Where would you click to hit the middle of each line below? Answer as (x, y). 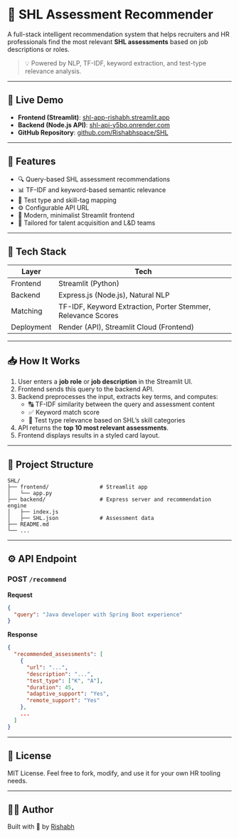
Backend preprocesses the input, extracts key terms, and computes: (118, 397)
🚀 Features (32, 162)
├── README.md (28, 524)
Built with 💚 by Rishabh (41, 827)
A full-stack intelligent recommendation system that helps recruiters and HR (118, 34)
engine (17, 506)
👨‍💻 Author (31, 809)
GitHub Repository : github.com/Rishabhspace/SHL (93, 132)
